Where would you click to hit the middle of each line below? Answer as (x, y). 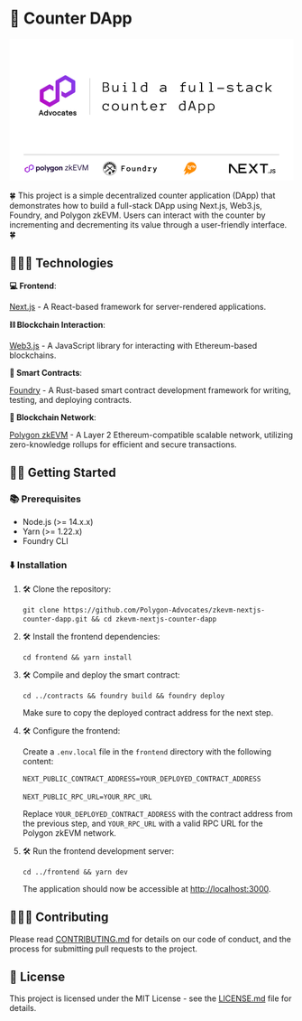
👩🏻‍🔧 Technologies (62, 263)
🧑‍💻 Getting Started (63, 473)
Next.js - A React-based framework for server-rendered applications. (138, 306)
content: (38, 761)
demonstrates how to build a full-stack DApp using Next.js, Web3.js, (136, 205)
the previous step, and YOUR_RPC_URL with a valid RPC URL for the (142, 823)
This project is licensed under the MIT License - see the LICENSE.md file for (151, 998)
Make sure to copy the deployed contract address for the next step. (148, 712)
